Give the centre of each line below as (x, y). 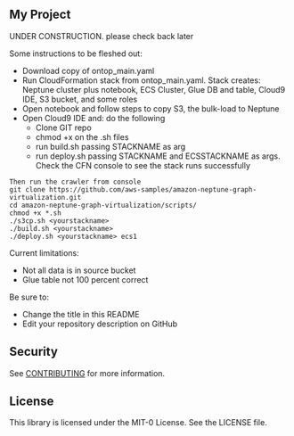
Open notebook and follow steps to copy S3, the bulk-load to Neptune (151, 108)
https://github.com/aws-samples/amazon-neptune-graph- (152, 189)
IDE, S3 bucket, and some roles (80, 99)
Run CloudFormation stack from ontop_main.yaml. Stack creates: (141, 80)
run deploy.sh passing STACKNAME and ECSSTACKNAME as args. (158, 156)
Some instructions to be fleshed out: (76, 53)
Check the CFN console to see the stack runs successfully (143, 165)
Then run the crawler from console (75, 182)
